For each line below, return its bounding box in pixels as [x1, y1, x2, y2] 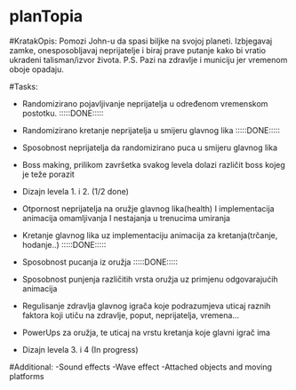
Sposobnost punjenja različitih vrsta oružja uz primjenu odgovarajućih [21, 274, 278, 284]
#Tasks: [9, 81, 38, 92]
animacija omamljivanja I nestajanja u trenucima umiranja [21, 212, 231, 223]
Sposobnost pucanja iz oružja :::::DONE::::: [21, 256, 179, 267]
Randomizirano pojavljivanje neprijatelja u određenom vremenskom [21, 98, 268, 108]
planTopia [9, 6, 84, 27]
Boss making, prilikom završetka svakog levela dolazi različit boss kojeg [21, 159, 286, 170]
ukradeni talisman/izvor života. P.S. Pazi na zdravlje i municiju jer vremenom [9, 54, 288, 65]
